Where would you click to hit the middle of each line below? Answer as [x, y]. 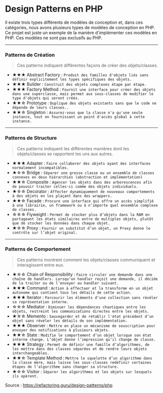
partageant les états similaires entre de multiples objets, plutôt [83, 219]
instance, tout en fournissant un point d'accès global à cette [78, 117]
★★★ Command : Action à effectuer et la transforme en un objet [82, 288]
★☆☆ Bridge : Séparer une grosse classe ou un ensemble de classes [83, 173]
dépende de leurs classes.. [40, 108]
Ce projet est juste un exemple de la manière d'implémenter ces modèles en [81, 32]
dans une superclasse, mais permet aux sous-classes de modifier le [83, 94]
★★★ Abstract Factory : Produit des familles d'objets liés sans [80, 75]
